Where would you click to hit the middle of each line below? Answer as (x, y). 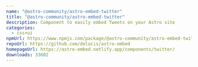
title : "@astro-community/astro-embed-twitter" (66, 17)
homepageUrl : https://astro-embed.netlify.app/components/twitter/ (91, 50)
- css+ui (22, 33)
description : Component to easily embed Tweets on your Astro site (91, 22)
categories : (21, 28)
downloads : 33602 (27, 55)
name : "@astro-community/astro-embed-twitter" (64, 11)
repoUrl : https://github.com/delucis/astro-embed (68, 44)
